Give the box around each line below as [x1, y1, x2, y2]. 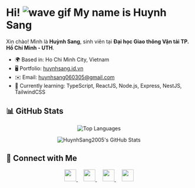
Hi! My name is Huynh [6, 6, 167, 19]
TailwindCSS [14, 88, 46, 95]
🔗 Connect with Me [6, 153, 78, 163]
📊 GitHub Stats [6, 106, 64, 116]
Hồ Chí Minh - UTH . [6, 44, 55, 51]
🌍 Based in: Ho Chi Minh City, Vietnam [14, 56, 110, 63]
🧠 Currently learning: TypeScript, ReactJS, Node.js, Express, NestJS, [14, 82, 182, 89]
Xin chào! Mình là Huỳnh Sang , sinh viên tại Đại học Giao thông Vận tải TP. [6, 38, 190, 45]
